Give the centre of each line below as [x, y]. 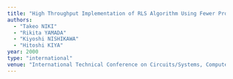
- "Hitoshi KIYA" [38, 45]
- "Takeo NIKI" [35, 26]
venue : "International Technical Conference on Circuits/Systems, [105, 65]
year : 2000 [23, 52]
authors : [20, 20]
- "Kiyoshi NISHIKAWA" [46, 39]
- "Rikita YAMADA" [40, 33]
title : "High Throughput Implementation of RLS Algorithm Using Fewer [111, 13]
